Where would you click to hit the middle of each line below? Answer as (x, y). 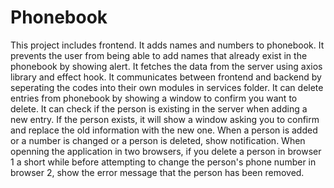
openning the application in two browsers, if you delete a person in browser (166, 151)
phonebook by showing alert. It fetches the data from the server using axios (166, 66)
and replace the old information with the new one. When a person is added (164, 130)
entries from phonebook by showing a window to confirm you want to (154, 98)
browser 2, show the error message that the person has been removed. (157, 172)
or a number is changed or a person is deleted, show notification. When (158, 140)
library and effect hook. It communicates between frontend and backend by (166, 77)
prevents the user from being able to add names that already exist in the (159, 55)
